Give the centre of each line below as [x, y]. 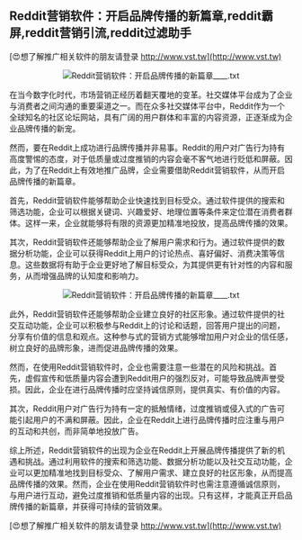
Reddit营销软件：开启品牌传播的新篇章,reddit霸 [142, 16]
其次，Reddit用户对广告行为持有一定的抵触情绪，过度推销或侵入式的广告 [143, 409]
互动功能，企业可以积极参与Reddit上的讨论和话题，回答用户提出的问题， [151, 325]
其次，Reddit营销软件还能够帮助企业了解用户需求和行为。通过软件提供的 [143, 242]
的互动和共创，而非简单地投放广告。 [76, 431]
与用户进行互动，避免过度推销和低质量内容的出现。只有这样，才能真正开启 [147, 495]
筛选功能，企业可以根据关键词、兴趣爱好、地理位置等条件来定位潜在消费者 [147, 211]
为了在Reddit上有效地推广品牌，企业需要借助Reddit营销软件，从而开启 [155, 170]
